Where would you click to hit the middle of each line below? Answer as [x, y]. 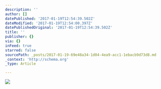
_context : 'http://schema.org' [37, 59]
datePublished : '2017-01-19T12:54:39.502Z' [50, 18]
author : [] [16, 14]
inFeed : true [18, 46]
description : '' [22, 9]
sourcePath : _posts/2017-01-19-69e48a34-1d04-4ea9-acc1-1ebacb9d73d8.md [81, 55]
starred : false [21, 50]
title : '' [15, 32]
